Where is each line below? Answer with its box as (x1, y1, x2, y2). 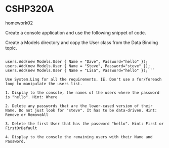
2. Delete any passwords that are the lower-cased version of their (5, 103, 153, 108)
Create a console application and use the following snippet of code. (5, 29, 146, 35)
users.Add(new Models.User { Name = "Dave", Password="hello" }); (5, 59, 148, 64)
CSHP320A (5, 3, 54, 15)
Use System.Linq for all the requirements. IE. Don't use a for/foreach (5, 77, 162, 82)
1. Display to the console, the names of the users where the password (5, 90, 159, 95)
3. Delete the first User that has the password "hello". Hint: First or (5, 121, 164, 126)
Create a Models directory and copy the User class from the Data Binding (5, 39, 158, 46)
